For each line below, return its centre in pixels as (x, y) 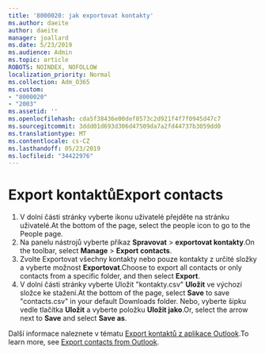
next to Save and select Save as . (73, 318)
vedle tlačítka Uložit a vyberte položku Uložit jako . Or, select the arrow (134, 310)
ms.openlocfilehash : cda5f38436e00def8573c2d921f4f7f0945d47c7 (115, 119)
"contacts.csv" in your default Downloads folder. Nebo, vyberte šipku (133, 302)
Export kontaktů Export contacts (116, 195)
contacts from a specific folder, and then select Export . (110, 276)
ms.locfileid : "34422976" (51, 156)
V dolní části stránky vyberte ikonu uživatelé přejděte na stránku (124, 217)
